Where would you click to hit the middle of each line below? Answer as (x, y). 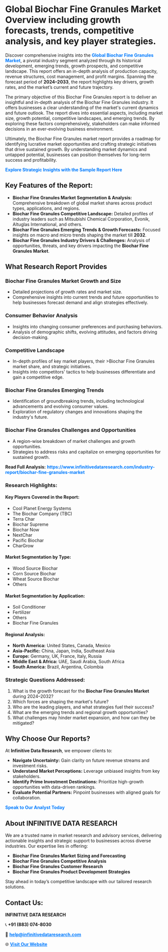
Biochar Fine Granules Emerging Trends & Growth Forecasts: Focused (86, 229)
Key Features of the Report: (49, 186)
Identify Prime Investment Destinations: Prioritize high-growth (78, 782)
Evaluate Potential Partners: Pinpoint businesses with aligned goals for (87, 792)
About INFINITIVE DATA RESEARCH (61, 823)
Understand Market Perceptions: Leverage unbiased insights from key (86, 771)
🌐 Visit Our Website (26, 944)
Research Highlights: (31, 485)
